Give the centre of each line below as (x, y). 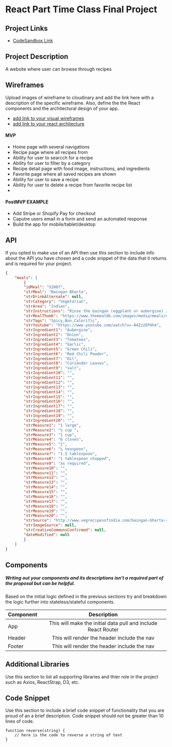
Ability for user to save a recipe (46, 179)
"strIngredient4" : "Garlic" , (55, 344)
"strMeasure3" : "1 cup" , (50, 435)
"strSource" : (38, 521)
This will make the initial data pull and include (103, 623)
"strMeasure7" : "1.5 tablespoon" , (60, 454)
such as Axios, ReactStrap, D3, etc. (42, 682)
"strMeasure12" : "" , (46, 478)
